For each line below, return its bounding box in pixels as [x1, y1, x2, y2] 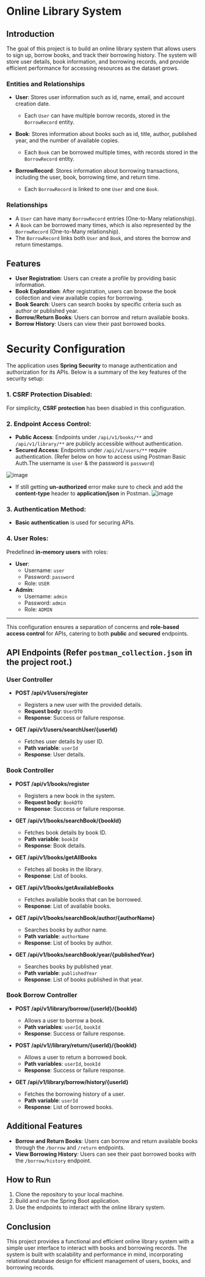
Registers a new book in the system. [24, 792, 116, 799]
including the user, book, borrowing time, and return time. [15, 173, 160, 181]
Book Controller [6, 766, 54, 775]
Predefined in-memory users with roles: [6, 548, 109, 556]
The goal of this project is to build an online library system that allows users [6, 45, 196, 52]
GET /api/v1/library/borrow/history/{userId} [15, 1078, 129, 1085]
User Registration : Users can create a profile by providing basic [15, 274, 177, 282]
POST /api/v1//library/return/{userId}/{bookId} [15, 1041, 137, 1049]
